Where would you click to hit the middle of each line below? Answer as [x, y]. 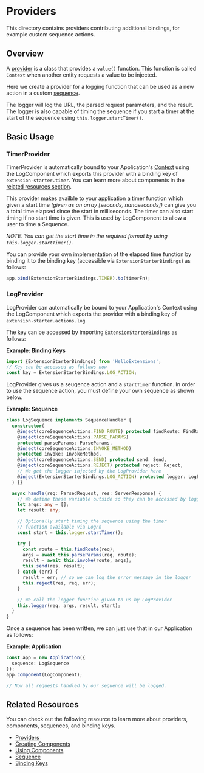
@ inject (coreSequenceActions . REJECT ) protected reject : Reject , [100, 466]
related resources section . [39, 187]
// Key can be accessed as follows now [57, 367]
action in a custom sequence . [43, 93]
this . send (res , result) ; [54, 566]
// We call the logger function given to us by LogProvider [95, 600]
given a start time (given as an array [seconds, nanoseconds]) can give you [101, 205]
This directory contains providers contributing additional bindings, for [93, 28]
